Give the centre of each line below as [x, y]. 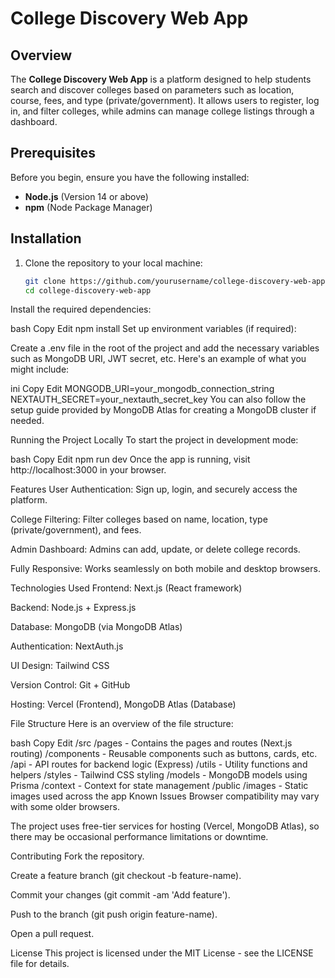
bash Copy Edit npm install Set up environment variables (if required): [153, 329]
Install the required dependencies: [81, 309]
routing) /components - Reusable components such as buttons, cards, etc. [164, 754]
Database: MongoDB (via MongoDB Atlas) [96, 627]
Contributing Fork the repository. [77, 856]
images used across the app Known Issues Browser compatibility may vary [165, 796]
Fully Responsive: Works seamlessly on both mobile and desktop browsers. [165, 569]
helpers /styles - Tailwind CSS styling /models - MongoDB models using [159, 775]
